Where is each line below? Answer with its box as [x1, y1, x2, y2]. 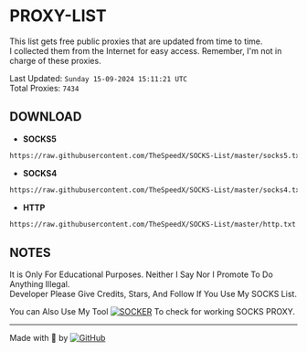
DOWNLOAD [9, 109, 82, 124]
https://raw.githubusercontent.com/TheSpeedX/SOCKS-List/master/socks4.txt [9, 185, 304, 195]
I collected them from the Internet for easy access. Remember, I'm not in [9, 45, 282, 56]
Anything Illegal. [9, 279, 70, 290]
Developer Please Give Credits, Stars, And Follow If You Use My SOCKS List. [9, 289, 297, 300]
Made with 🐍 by [9, 333, 69, 344]
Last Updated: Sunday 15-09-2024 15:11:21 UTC [9, 72, 188, 83]
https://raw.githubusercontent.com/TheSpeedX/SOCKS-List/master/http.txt [9, 219, 297, 229]
